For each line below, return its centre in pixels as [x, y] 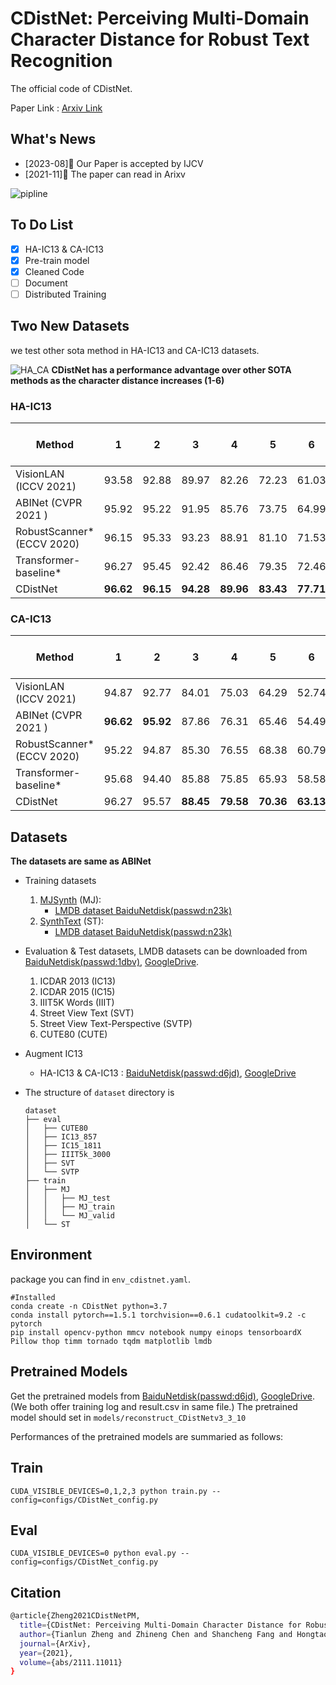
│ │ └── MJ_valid [69, 1216]
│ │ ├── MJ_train [69, 1207]
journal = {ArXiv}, [55, 1643]
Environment [51, 1255]
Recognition [61, 61]
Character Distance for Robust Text [160, 39]
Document [46, 283]
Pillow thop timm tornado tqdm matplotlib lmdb [111, 1341]
